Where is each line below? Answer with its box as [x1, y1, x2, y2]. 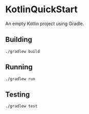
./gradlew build [5, 49, 40, 54]
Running [5, 63, 33, 72]
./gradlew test [5, 104, 38, 109]
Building [5, 35, 32, 44]
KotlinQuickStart [5, 4, 78, 15]
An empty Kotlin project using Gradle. [5, 20, 84, 27]
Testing [5, 90, 30, 99]
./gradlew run [5, 76, 36, 81]
